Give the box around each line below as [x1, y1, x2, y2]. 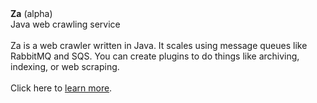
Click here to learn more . [10, 82, 113, 94]
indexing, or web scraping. [10, 61, 120, 72]
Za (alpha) [10, 8, 53, 19]
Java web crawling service [10, 18, 121, 30]
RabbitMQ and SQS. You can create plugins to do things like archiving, [10, 50, 300, 62]
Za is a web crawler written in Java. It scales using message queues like [10, 40, 308, 51]
